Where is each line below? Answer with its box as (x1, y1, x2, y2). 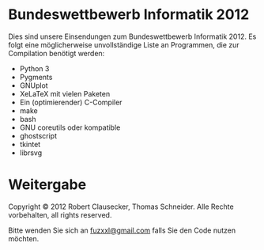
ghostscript (19, 131, 58, 140)
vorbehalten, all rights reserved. (8, 210, 112, 219)
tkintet (19, 139, 41, 149)
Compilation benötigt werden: (8, 48, 105, 58)
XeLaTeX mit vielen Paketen (19, 89, 111, 98)
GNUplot (19, 81, 49, 90)
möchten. (8, 233, 40, 243)
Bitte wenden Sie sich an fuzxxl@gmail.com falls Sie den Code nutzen (8, 225, 236, 235)
